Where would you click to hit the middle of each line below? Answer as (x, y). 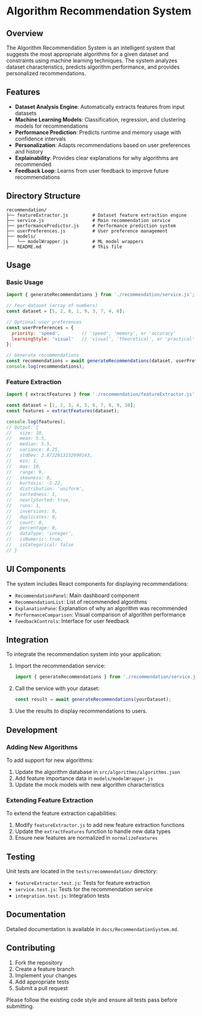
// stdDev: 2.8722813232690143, (50, 456)
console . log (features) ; (36, 422)
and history (29, 151)
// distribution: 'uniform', (45, 489)
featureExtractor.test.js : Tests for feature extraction (82, 883)
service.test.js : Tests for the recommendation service (84, 890)
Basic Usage (25, 282)
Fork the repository (39, 962)
